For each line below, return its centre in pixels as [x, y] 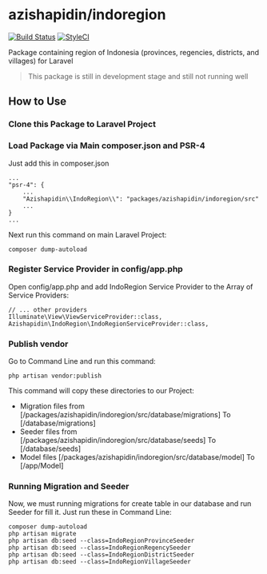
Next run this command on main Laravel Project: [88, 234]
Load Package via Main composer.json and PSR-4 [107, 145]
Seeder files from [48, 432]
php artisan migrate [43, 534]
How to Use [38, 102]
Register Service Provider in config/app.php [96, 269]
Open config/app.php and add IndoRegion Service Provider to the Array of [131, 286]
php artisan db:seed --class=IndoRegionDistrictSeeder [102, 555]
